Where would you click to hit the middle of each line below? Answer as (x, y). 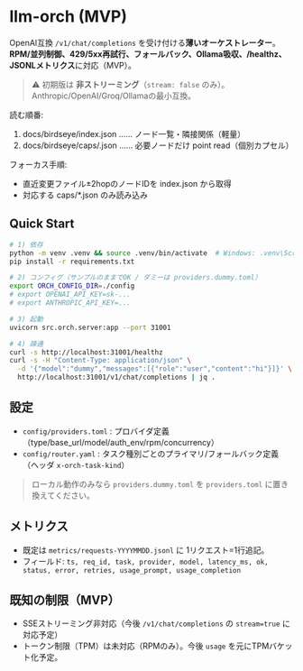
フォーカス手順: (38, 164)
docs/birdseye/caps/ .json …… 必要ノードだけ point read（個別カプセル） (158, 145)
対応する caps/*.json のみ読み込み (85, 195)
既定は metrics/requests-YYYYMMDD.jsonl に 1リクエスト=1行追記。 (146, 550)
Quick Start (42, 224)
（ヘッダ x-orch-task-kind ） (76, 464)
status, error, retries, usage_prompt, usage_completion (132, 570)
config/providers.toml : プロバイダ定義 (96, 431)
